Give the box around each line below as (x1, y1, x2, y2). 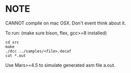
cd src (5, 39, 19, 45)
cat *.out (5, 53, 26, 58)
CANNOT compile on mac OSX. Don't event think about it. (5, 20, 126, 26)
